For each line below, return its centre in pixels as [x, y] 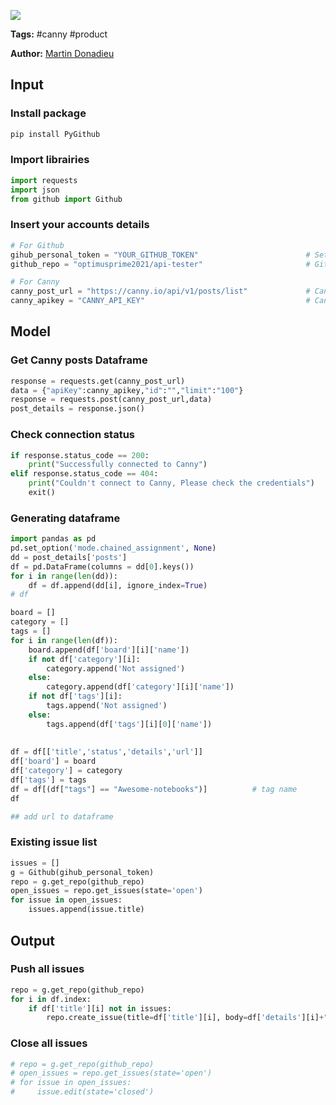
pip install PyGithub [55, 134]
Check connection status [73, 435]
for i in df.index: [51, 999]
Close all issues [49, 1043]
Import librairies [50, 160]
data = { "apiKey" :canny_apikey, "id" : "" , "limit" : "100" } [127, 390]
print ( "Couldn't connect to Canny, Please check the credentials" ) [171, 483]
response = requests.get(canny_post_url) [98, 381]
